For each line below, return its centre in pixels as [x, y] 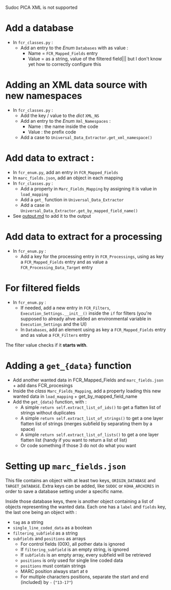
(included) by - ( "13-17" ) [46, 582]
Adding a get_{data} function [69, 365]
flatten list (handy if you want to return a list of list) [74, 440]
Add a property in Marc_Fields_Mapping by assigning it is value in [89, 188]
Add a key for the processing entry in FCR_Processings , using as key [92, 256]
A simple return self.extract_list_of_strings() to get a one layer [92, 418]
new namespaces [44, 96]
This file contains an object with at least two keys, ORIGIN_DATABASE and [80, 480]
